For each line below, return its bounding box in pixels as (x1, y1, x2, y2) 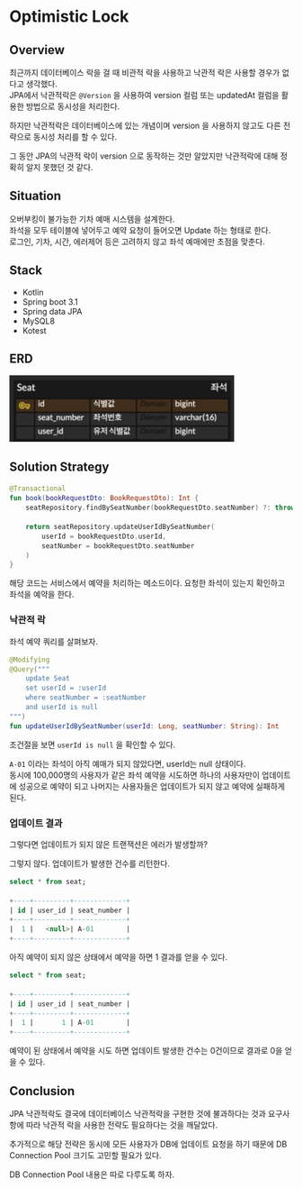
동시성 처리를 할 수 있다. (32, 132, 118, 142)
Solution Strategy (9, 460, 110, 475)
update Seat (25, 674, 70, 683)
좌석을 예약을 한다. (9, 589, 75, 600)
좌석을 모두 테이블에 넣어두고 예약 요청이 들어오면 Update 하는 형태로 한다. (9, 224, 271, 235)
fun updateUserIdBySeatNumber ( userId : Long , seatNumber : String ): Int (9, 721, 280, 731)
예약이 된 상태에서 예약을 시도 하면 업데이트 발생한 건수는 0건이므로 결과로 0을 (9, 1046, 283, 1056)
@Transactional (9, 484, 67, 493)
